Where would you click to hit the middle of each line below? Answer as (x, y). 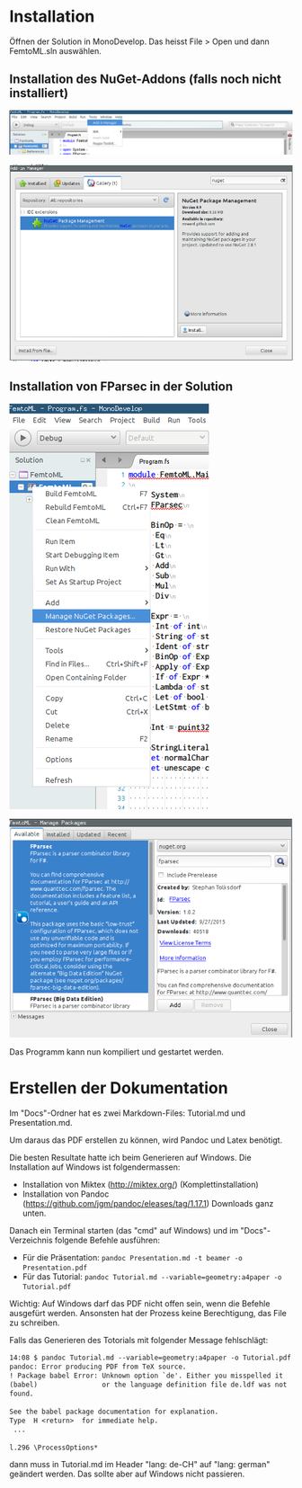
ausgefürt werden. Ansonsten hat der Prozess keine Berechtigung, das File (148, 1313)
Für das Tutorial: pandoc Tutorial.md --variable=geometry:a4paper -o (152, 1276)
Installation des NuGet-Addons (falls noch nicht (145, 80)
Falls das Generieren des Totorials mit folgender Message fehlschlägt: (139, 1340)
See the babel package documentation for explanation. (114, 1412)
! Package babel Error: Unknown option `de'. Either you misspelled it (146, 1376)
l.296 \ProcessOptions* (54, 1448)
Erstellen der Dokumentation (119, 1087)
